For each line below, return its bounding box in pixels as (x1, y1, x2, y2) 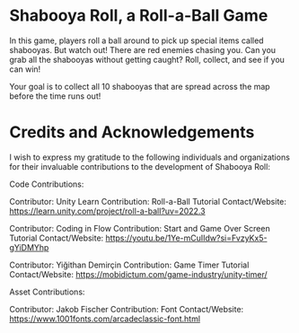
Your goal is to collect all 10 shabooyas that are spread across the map (9, 81, 271, 92)
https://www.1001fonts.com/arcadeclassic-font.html (9, 313, 200, 324)
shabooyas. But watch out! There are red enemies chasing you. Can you (9, 44, 277, 55)
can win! (9, 64, 41, 74)
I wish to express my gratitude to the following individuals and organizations (9, 152, 290, 162)
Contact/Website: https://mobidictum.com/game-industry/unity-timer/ (9, 268, 268, 279)
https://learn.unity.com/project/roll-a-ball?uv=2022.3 (9, 206, 206, 216)
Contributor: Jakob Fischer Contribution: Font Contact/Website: (9, 303, 244, 314)
